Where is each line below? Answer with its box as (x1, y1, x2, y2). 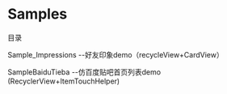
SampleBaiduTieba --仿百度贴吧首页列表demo (7, 66, 162, 77)
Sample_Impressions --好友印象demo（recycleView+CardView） (7, 49, 224, 59)
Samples (7, 5, 68, 23)
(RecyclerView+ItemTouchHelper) (7, 76, 120, 86)
